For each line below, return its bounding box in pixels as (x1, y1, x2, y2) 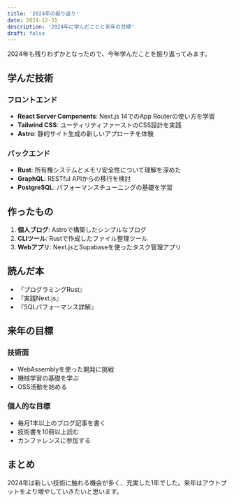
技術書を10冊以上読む (17, 427, 80, 436)
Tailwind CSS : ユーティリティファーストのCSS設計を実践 (17, 120, 182, 129)
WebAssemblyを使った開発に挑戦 (17, 364, 114, 374)
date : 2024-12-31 (7, 17, 58, 24)
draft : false (7, 29, 45, 37)
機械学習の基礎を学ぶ (17, 374, 79, 382)
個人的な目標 (7, 401, 51, 411)
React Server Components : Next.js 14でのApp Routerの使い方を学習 (17, 112, 215, 120)
